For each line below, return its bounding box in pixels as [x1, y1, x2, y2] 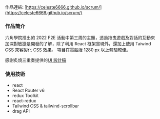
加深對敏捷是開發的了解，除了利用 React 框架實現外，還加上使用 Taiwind [5, 41, 151, 47]
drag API [12, 108, 30, 114]
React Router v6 [12, 87, 45, 93]
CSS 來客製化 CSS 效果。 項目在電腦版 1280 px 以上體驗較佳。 [5, 47, 131, 53]
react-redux [12, 98, 37, 103]
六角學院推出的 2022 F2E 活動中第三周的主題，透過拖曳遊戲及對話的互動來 [5, 35, 155, 40]
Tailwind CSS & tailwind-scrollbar [12, 103, 80, 109]
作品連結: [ [5, 4, 27, 10]
